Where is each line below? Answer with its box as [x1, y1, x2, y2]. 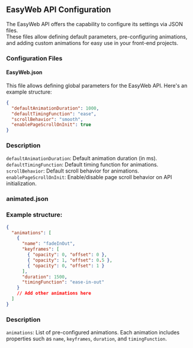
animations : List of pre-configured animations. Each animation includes [6, 329, 180, 336]
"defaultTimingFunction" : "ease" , [11, 111, 96, 117]
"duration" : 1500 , [21, 274, 67, 280]
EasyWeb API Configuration [6, 5, 111, 15]
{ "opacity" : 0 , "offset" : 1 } [27, 263, 105, 269]
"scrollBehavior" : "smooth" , [11, 116, 83, 122]
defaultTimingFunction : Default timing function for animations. [6, 161, 159, 168]
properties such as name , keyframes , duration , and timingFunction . [6, 335, 167, 343]
